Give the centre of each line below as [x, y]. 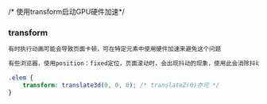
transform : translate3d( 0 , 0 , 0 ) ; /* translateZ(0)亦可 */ [121, 85]
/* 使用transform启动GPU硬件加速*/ [67, 12]
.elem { [21, 78]
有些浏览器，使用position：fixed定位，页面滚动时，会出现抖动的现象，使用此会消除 [129, 64]
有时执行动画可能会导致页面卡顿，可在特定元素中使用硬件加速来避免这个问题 [115, 49]
